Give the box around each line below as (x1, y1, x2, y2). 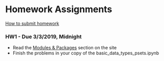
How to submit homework (5, 20, 60, 26)
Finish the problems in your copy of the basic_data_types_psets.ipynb (12, 50, 159, 56)
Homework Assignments (5, 4, 113, 15)
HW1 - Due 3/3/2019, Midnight (5, 33, 82, 40)
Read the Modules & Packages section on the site (12, 45, 117, 51)
